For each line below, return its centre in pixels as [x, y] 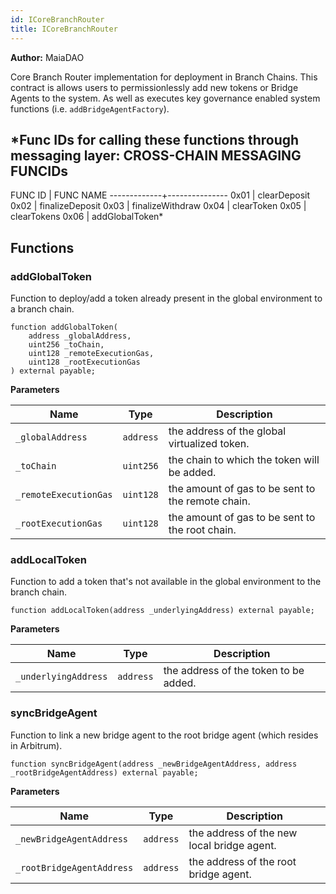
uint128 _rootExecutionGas [84, 362]
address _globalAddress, [80, 336]
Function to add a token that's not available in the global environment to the [166, 582]
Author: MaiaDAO [47, 57]
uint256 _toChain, [66, 345]
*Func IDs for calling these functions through [155, 139]
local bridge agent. [232, 845]
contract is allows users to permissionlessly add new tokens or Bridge [154, 87]
